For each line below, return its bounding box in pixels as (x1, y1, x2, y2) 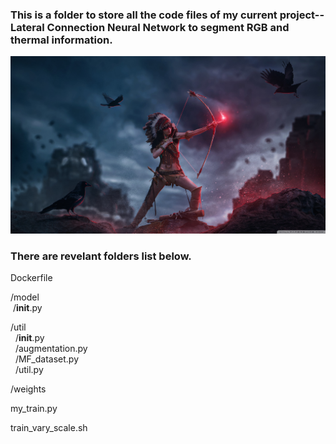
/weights (10, 383, 47, 395)
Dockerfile (10, 272, 53, 284)
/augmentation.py (14, 343, 88, 355)
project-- (279, 8, 325, 22)
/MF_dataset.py (14, 353, 80, 365)
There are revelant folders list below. (10, 249, 192, 263)
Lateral (10, 20, 45, 34)
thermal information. (10, 33, 113, 47)
